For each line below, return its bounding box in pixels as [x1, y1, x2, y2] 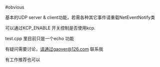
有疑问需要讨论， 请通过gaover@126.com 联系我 [5, 46, 104, 52]
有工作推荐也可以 [5, 57, 40, 63]
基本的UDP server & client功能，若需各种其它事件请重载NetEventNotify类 [5, 14, 156, 20]
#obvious [5, 4, 24, 10]
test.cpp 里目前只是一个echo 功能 [5, 36, 74, 41]
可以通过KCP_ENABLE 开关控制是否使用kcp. [5, 25, 96, 31]
